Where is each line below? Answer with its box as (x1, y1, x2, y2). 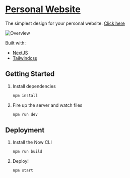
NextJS (12, 50, 28, 56)
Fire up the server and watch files (12, 102, 83, 108)
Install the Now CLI (12, 139, 52, 145)
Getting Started (5, 70, 55, 78)
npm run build (12, 149, 42, 154)
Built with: (5, 39, 26, 46)
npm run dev (12, 112, 38, 117)
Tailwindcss (12, 55, 37, 61)
